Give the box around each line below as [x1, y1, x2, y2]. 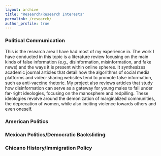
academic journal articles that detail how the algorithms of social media [5, 69, 150, 75]
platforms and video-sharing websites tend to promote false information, [5, 74, 153, 80]
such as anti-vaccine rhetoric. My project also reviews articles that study [5, 80, 153, 86]
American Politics [5, 118, 48, 125]
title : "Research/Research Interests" [5, 12, 85, 17]
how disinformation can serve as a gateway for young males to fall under [5, 85, 153, 91]
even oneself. [5, 106, 33, 112]
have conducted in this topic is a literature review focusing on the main [5, 54, 149, 60]
